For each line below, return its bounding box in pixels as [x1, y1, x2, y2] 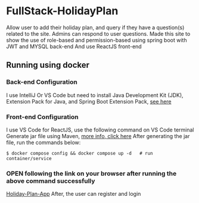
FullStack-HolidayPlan [6, 4, 119, 18]
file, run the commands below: [6, 139, 81, 146]
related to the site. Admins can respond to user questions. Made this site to [6, 30, 191, 37]
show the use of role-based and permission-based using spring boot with [6, 36, 187, 43]
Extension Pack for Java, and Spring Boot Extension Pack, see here [6, 98, 172, 105]
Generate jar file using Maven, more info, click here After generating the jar [6, 132, 190, 139]
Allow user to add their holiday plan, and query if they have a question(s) [6, 24, 185, 31]
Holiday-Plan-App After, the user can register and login [6, 190, 141, 198]
